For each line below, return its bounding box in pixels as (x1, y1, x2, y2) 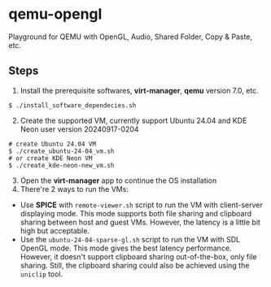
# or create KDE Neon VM (8, 154, 93, 163)
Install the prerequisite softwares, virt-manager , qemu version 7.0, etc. (20, 85, 259, 95)
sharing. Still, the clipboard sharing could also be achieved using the (20, 260, 250, 270)
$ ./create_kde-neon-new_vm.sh (8, 161, 115, 169)
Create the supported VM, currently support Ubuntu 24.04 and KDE (20, 115, 247, 125)
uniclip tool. (20, 269, 63, 279)
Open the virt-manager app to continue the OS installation (20, 176, 217, 185)
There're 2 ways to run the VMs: (20, 184, 129, 194)
